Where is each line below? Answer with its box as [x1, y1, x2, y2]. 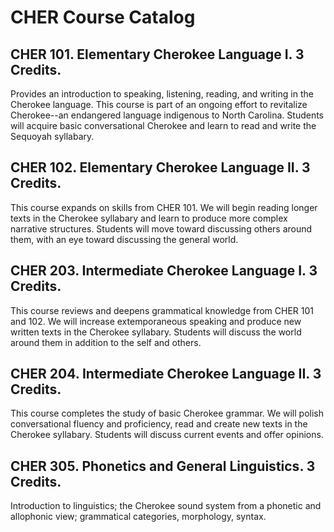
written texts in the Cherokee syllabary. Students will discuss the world [10, 326, 302, 338]
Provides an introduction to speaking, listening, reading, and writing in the [10, 88, 314, 100]
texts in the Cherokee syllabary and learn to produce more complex [10, 212, 288, 224]
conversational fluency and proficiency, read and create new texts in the [10, 418, 308, 430]
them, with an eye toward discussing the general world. [10, 233, 239, 245]
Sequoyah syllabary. [10, 131, 95, 142]
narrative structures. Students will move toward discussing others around [10, 222, 313, 235]
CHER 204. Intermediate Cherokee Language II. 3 [10, 366, 322, 383]
